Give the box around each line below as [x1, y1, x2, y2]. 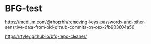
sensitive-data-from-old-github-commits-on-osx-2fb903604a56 [5, 24, 135, 29]
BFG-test [5, 3, 42, 14]
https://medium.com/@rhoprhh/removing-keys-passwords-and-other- [5, 19, 146, 25]
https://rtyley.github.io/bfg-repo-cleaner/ [5, 33, 87, 39]
